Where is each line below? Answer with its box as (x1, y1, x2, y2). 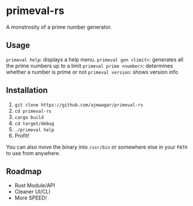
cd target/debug (14, 121, 54, 126)
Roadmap (6, 166, 42, 176)
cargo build (14, 114, 44, 121)
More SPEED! (14, 194, 47, 201)
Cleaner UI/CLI (14, 188, 51, 195)
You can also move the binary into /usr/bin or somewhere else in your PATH (6, 143, 188, 150)
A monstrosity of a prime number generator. (6, 23, 112, 30)
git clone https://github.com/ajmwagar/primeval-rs (14, 102, 143, 108)
